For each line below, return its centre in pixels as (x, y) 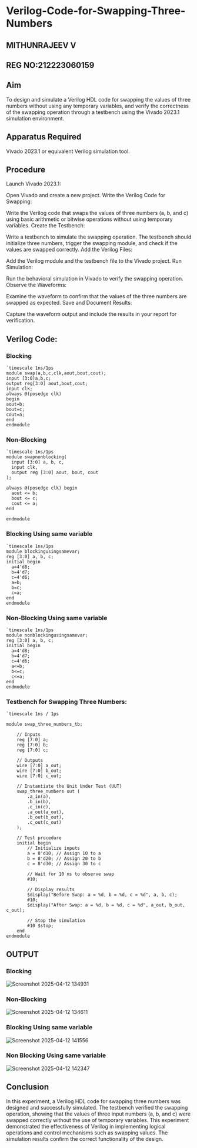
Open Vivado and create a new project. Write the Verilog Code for (86, 195)
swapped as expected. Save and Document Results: (69, 303)
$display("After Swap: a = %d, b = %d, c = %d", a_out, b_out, (106, 905)
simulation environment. (35, 118)
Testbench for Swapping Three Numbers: (67, 702)
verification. (21, 321)
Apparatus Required (44, 137)
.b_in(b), (39, 802)
